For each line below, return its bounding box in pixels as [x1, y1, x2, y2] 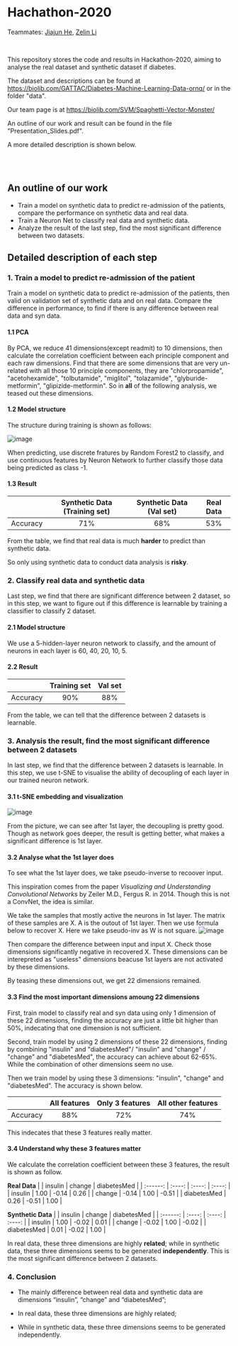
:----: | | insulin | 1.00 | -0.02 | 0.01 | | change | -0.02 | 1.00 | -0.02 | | [7, 1218, 207, 1226]
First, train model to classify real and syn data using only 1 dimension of [7, 1008, 216, 1017]
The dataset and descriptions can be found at [7, 76, 141, 85]
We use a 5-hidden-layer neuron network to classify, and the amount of [7, 639, 216, 647]
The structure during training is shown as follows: [7, 421, 152, 429]
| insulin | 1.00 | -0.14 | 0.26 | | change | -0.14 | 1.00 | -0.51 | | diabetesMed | [7, 1189, 227, 1197]
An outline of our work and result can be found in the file [7, 118, 172, 128]
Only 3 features [96, 1098, 151, 1108]
